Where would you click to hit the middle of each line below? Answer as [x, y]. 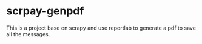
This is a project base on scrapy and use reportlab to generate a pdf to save [101, 28]
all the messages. [28, 34]
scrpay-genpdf [45, 11]
